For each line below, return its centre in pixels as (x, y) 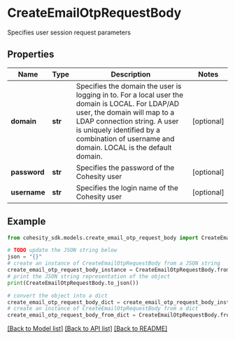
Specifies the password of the (125, 168)
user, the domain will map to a (125, 112)
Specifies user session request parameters (69, 32)
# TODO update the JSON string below (62, 251)
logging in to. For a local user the (130, 95)
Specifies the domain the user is (129, 86)
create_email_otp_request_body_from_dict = (72, 315)
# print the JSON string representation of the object (89, 276)
